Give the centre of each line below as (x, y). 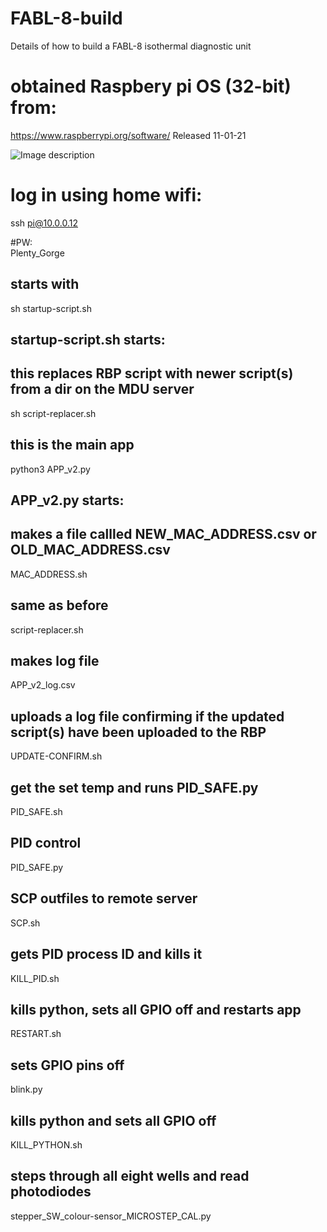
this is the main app (72, 445)
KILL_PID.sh (35, 978)
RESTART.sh (36, 1034)
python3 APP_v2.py (50, 469)
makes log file (55, 661)
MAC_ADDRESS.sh (49, 574)
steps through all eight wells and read (130, 1176)
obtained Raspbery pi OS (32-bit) (151, 86)
